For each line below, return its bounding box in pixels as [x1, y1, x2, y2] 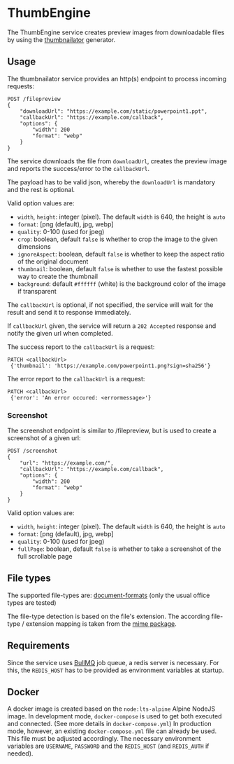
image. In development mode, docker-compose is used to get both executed [7, 712, 222, 721]
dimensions [17, 242, 51, 250]
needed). [7, 749, 34, 758]
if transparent [17, 287, 57, 295]
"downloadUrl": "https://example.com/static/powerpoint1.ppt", [20, 107, 208, 115]
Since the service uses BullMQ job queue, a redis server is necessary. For [7, 658, 219, 667]
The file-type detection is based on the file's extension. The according [7, 612, 210, 620]
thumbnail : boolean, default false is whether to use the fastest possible [17, 264, 224, 273]
